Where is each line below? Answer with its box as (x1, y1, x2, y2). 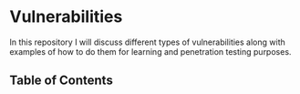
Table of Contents (9, 73, 114, 89)
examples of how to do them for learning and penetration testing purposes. (9, 46, 292, 57)
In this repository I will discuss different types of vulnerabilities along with (9, 37, 285, 47)
